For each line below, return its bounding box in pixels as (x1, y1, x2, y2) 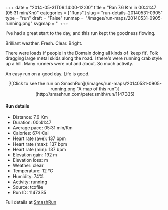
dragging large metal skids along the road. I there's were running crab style (5, 55, 162, 61)
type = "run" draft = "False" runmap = (5, 15, 85, 21)
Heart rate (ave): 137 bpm (12, 135, 66, 142)
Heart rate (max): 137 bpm (12, 141, 67, 147)
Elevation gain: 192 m (12, 152, 57, 158)
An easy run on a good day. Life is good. (5, 71, 90, 77)
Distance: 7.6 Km (12, 114, 48, 120)
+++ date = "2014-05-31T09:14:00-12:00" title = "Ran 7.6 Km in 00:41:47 (5, 5, 157, 10)
